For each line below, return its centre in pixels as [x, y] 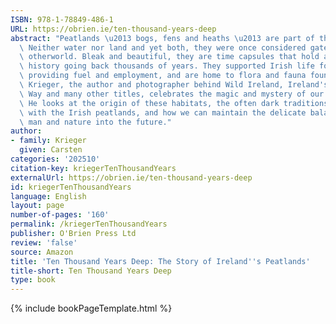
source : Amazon [42, 252]
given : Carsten [51, 150]
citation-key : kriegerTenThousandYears [93, 168]
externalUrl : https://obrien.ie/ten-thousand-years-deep [131, 177]
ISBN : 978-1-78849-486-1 [62, 19]
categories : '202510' [55, 159]
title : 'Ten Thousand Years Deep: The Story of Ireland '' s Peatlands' [160, 261]
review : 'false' [44, 242]
